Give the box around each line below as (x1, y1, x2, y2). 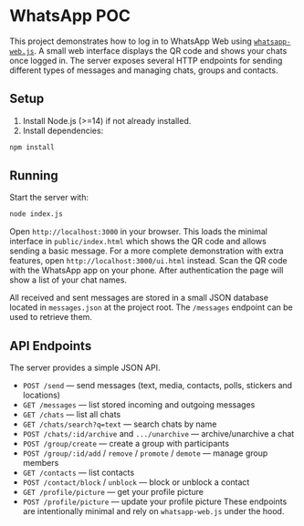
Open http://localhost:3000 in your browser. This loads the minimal (9, 226, 267, 237)
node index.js (9, 210, 64, 219)
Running (9, 168, 59, 183)
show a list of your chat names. (9, 274, 128, 285)
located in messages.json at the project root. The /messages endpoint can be (9, 302, 294, 313)
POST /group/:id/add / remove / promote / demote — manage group (22, 448, 268, 459)
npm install (9, 142, 55, 151)
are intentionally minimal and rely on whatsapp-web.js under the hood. (22, 506, 285, 517)
